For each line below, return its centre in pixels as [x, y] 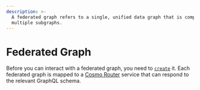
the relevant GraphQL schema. [44, 81]
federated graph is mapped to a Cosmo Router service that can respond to [98, 75]
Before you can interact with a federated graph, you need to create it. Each [98, 68]
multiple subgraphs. [37, 22]
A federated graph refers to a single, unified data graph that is [97, 17]
